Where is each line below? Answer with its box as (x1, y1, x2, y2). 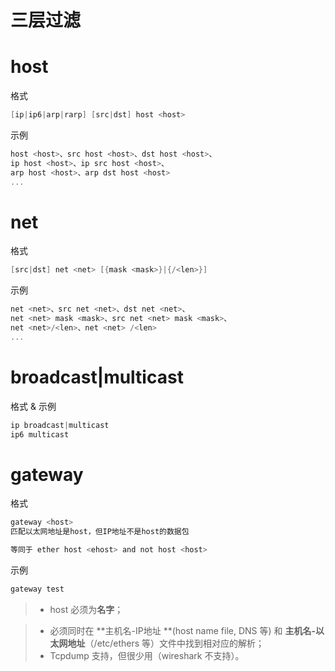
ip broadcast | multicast (10, 420, 110, 430)
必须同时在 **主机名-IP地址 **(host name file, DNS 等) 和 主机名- (49, 624, 317, 636)
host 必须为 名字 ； (49, 603, 124, 615)
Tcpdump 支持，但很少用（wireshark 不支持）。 (49, 649, 245, 661)
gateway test (10, 584, 65, 595)
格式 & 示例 (10, 400, 57, 412)
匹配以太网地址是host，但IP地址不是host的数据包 (10, 527, 190, 537)
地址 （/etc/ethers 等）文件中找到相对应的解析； (67, 637, 265, 649)
